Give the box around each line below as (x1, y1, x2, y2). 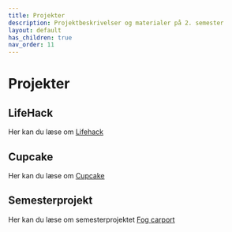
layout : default (8, 26, 62, 34)
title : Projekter (8, 11, 65, 20)
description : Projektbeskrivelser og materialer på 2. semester (8, 19, 224, 27)
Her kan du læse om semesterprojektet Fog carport (8, 215, 175, 224)
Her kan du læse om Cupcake (8, 170, 105, 180)
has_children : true (8, 33, 73, 42)
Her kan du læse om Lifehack (8, 127, 104, 137)
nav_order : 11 (8, 41, 55, 49)
